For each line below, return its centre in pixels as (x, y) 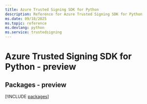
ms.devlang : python (25, 28)
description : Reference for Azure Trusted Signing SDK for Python (74, 14)
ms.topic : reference (26, 23)
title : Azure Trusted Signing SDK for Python (52, 10)
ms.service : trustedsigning (34, 32)
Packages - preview (36, 85)
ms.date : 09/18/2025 (26, 19)
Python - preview (41, 67)
